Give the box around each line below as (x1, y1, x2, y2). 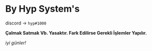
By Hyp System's (5, 3, 80, 15)
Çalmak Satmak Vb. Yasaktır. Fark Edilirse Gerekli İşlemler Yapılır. (5, 30, 147, 36)
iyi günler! (5, 39, 27, 46)
